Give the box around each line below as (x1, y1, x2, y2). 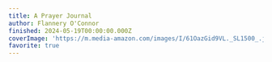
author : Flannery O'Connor (8, 19, 100, 27)
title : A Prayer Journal (8, 11, 92, 20)
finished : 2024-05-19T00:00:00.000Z (8, 27, 132, 35)
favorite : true (8, 42, 60, 50)
